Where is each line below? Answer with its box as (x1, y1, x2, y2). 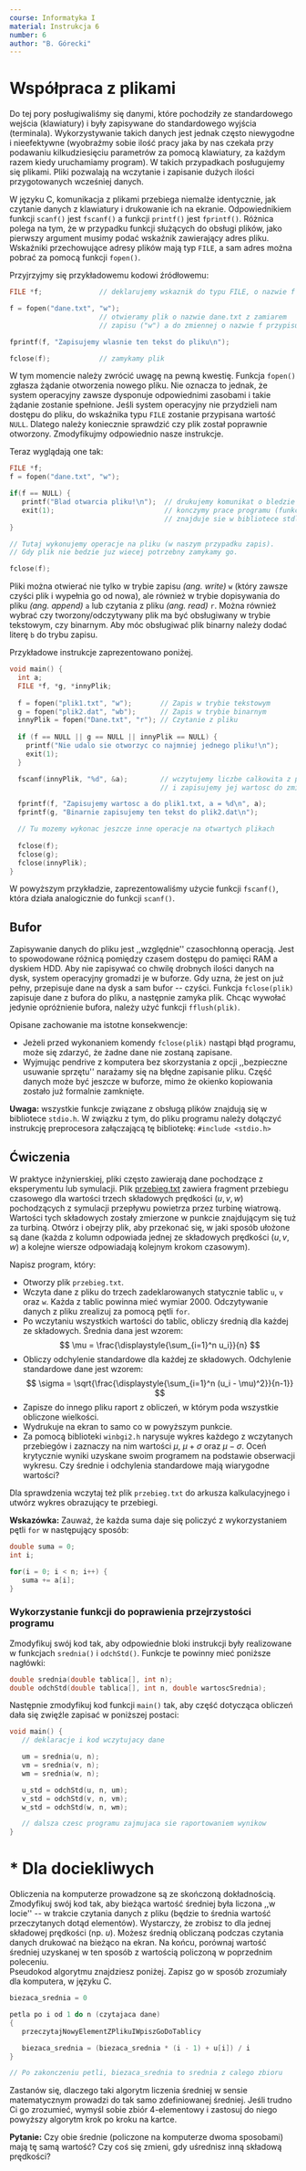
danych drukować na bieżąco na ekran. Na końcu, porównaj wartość (9, 1937, 267, 1948)
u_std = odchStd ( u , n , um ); (21, 1786, 128, 1795)
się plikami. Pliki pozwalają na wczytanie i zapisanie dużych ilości (9, 166, 255, 178)
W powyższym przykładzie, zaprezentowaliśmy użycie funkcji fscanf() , (9, 883, 280, 895)
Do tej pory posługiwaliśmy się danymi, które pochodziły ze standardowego (9, 109, 293, 120)
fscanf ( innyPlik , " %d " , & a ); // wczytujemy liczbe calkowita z (17, 774, 291, 783)
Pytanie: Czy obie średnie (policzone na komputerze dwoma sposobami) (9, 2132, 284, 2143)
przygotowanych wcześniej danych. (9, 176, 144, 187)
